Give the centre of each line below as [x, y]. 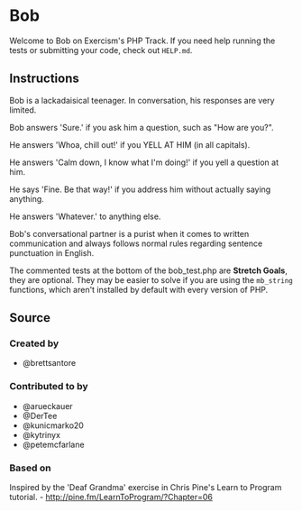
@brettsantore [49, 363]
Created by [34, 343]
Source [30, 318]
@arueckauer [48, 406]
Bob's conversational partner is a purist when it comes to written [129, 233]
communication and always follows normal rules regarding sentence [136, 243]
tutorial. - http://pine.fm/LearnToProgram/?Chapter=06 [111, 497]
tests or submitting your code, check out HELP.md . [101, 50]
